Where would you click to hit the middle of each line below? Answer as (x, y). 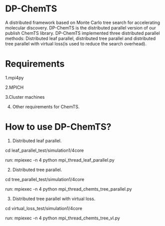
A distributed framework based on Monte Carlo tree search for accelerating (83, 22)
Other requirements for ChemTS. (46, 107)
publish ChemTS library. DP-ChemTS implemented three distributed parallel (83, 33)
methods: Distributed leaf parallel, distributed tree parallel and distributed (81, 38)
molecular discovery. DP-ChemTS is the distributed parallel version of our (81, 27)
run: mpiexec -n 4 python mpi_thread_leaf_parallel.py (60, 160)
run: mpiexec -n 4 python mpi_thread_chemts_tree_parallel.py (69, 189)
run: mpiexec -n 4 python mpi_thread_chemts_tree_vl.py (63, 218)
